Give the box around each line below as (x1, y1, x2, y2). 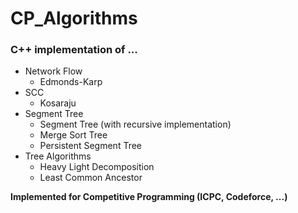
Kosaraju (39, 97, 77, 109)
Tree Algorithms (24, 150, 92, 162)
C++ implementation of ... (10, 43, 138, 57)
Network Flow (24, 65, 83, 77)
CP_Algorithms (10, 7, 138, 30)
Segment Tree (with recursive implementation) (39, 118, 232, 131)
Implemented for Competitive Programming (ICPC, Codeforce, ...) (10, 191, 288, 203)
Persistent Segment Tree (39, 140, 143, 152)
